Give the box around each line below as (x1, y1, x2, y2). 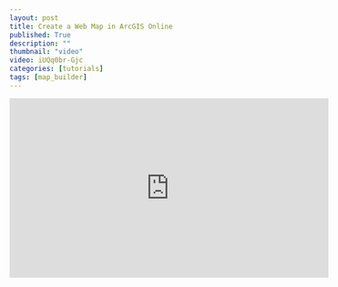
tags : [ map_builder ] (9, 73, 88, 82)
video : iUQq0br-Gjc (9, 56, 84, 65)
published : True (9, 30, 71, 39)
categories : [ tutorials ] (9, 65, 104, 74)
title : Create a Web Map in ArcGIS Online (9, 22, 173, 31)
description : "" (9, 38, 71, 48)
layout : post (9, 13, 59, 23)
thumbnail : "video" (9, 47, 84, 56)
